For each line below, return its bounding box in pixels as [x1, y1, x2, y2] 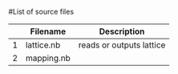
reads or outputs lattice [78, 39, 166, 51]
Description [99, 26, 145, 37]
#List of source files [8, 7, 75, 16]
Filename [30, 26, 67, 37]
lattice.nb [25, 39, 61, 51]
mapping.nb [25, 52, 71, 64]
